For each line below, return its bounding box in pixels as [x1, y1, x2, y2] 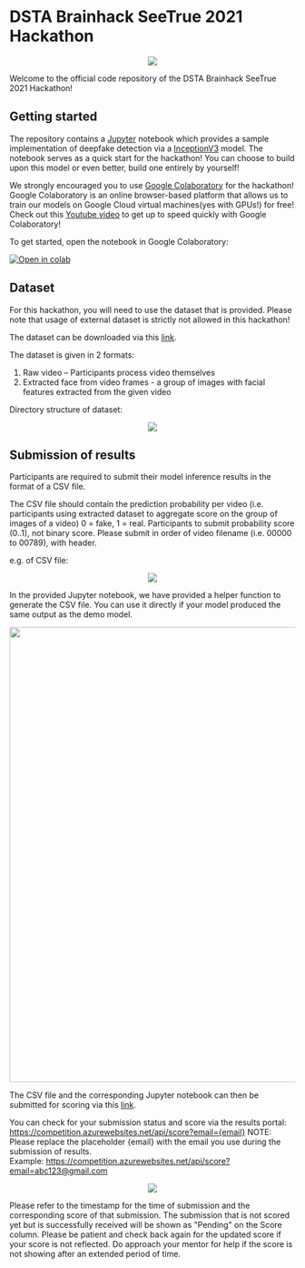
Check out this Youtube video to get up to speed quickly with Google [9, 208, 267, 219]
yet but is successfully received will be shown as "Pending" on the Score [9, 1220, 283, 1231]
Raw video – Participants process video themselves [22, 367, 216, 378]
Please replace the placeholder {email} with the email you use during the [9, 1136, 281, 1148]
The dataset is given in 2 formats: [9, 349, 134, 360]
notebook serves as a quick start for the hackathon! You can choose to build [9, 152, 295, 163]
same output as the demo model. [9, 609, 133, 620]
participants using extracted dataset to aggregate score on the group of [9, 508, 279, 520]
